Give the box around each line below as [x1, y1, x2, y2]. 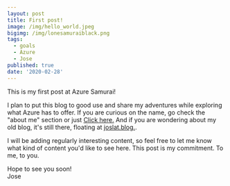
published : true [7, 62, 54, 69]
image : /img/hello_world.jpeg [7, 23, 95, 30]
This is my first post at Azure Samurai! [7, 87, 116, 96]
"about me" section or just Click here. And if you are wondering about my [7, 115, 217, 124]
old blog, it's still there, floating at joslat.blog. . [7, 123, 137, 131]
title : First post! [7, 17, 64, 24]
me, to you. [7, 151, 39, 160]
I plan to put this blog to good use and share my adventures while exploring [7, 101, 222, 109]
